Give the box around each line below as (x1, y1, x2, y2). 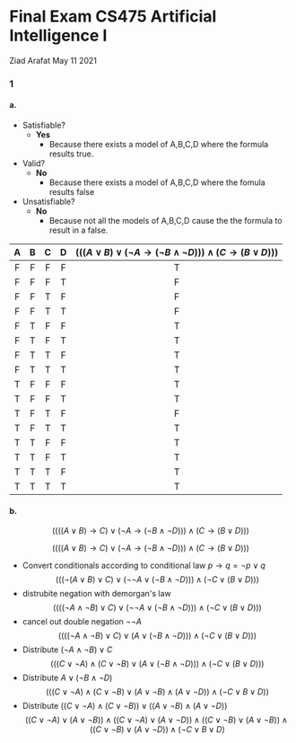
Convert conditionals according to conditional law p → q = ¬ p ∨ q (22, 560, 266, 571)
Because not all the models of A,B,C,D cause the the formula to (48, 216, 283, 226)
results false (48, 187, 95, 198)
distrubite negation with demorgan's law (22, 588, 172, 599)
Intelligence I (9, 25, 108, 46)
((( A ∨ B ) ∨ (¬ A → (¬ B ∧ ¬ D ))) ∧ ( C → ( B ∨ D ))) (74, 246, 279, 259)
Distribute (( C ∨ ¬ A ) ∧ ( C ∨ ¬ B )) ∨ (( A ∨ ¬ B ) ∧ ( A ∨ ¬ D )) (22, 701, 228, 712)
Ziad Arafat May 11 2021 (9, 55, 97, 66)
